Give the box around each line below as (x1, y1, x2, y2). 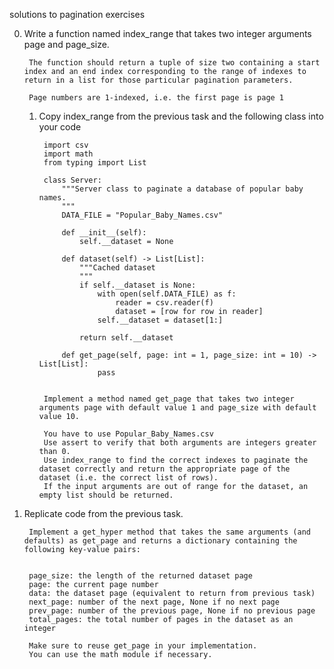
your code (38, 121, 82, 133)
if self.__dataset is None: (79, 280, 197, 290)
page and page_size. (23, 39, 110, 50)
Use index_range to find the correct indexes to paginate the (43, 455, 309, 465)
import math (43, 149, 94, 159)
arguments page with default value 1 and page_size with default (38, 403, 317, 413)
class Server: (43, 175, 102, 185)
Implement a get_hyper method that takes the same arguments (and (28, 527, 311, 537)
